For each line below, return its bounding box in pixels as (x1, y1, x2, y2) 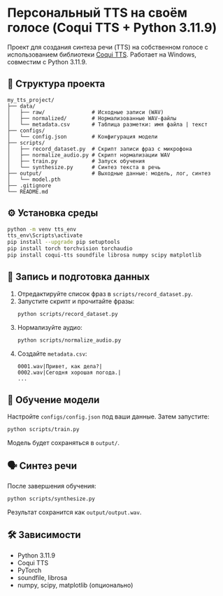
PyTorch (17, 566, 42, 574)
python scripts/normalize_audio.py (17, 337, 122, 344)
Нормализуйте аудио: (17, 323, 82, 331)
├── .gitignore (7, 182, 52, 189)
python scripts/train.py (7, 426, 80, 433)
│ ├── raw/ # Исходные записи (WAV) (7, 108, 164, 116)
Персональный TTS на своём (7, 5, 187, 21)
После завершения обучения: (7, 482, 96, 490)
